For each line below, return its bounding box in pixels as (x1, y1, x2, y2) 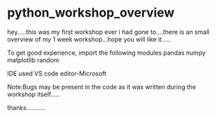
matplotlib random (7, 55, 60, 64)
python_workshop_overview (7, 5, 175, 21)
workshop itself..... (7, 90, 60, 98)
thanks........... (7, 103, 46, 111)
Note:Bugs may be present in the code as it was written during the (7, 82, 196, 91)
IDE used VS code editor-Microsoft (7, 69, 107, 78)
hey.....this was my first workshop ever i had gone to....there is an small (7, 28, 210, 36)
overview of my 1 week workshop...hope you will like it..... (7, 35, 171, 43)
